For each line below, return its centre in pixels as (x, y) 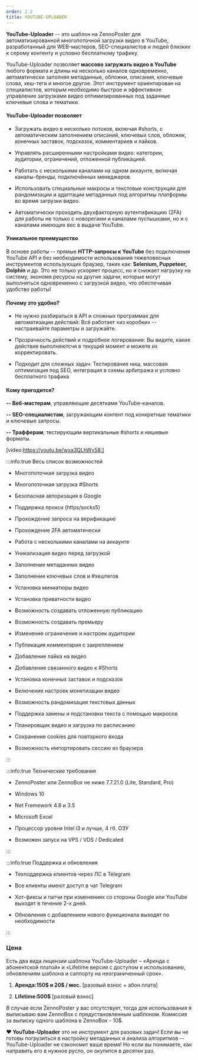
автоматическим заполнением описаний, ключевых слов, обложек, (100, 135)
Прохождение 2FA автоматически (58, 531)
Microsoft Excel (34, 817)
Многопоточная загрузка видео (54, 473)
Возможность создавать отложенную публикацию (78, 610)
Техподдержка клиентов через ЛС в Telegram (72, 874)
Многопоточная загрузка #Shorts (56, 484)
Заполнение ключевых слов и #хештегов (67, 576)
